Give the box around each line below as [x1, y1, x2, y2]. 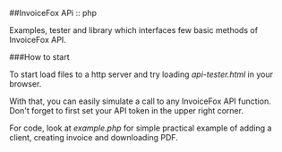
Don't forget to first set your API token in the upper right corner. [9, 106, 244, 115]
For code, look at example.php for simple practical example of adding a [9, 122, 272, 133]
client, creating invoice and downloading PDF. [9, 132, 179, 142]
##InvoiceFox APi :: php [9, 8, 97, 18]
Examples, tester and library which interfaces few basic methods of [9, 25, 258, 35]
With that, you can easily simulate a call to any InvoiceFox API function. [9, 96, 271, 106]
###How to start [9, 52, 70, 62]
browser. [9, 79, 42, 89]
